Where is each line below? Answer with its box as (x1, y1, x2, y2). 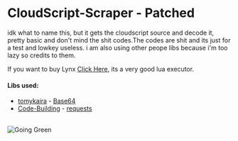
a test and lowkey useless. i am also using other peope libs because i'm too (7, 43, 228, 52)
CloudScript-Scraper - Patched (7, 5, 195, 21)
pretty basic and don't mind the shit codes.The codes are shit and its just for (7, 35, 231, 44)
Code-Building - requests (17, 104, 92, 113)
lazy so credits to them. (7, 51, 76, 60)
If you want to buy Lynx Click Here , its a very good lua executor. (7, 64, 194, 73)
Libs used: (7, 81, 39, 89)
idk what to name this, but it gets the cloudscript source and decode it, (7, 28, 215, 37)
